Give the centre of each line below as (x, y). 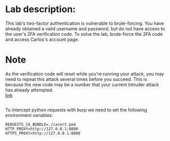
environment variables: (29, 115)
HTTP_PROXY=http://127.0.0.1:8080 (42, 129)
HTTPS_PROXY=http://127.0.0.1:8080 (43, 133)
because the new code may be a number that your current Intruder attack (82, 84)
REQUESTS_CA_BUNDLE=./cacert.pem (41, 125)
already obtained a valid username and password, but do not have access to (85, 28)
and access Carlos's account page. (42, 39)
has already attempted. (29, 90)
